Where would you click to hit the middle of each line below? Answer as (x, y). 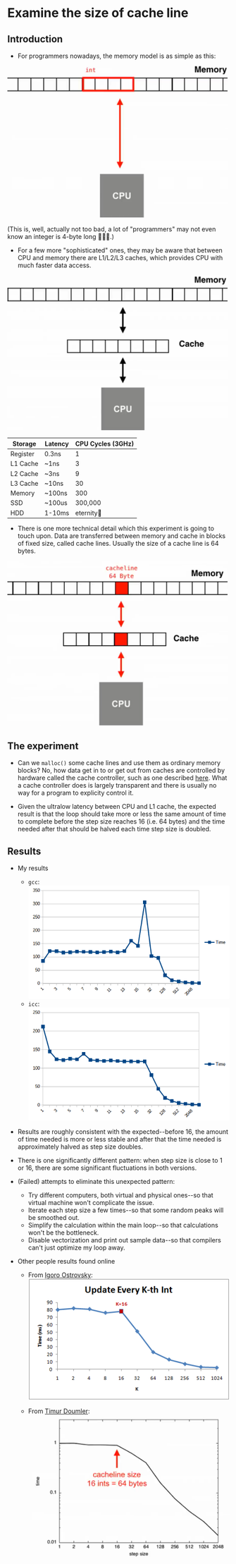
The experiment (43, 746)
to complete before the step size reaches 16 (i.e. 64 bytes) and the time (121, 821)
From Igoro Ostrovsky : (60, 1275)
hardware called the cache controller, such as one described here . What (122, 778)
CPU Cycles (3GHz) (105, 444)
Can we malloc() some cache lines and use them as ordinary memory (119, 763)
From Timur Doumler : (59, 1411)
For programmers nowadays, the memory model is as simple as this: (117, 56)
